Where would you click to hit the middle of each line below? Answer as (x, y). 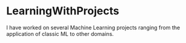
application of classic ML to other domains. (60, 33)
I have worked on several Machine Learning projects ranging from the (93, 27)
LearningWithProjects (63, 11)
